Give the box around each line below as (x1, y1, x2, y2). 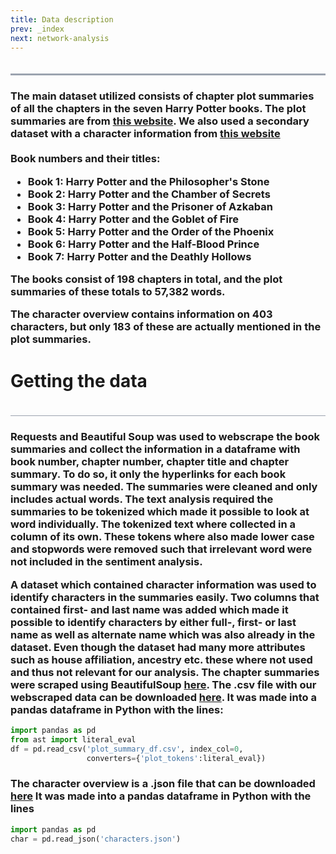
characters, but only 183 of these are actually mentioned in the (10, 320, 322, 334)
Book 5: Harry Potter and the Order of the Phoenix (27, 224, 275, 238)
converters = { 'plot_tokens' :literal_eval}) (86, 753, 267, 763)
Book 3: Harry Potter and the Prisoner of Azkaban (27, 199, 273, 213)
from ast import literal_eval (10, 734, 137, 745)
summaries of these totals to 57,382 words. (10, 285, 226, 299)
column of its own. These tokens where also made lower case (10, 530, 315, 544)
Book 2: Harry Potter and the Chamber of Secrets (27, 187, 271, 201)
